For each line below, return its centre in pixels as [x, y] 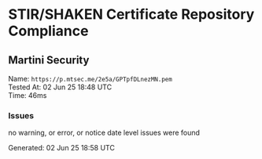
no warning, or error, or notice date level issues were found [104, 133]
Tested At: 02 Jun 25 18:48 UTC [60, 87]
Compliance [48, 31]
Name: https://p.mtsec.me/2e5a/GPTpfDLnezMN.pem [90, 79]
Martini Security [49, 60]
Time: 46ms [28, 95]
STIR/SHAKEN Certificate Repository [131, 14]
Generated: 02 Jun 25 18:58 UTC [62, 148]
